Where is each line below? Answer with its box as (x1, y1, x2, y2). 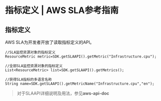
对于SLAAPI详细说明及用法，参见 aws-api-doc (16, 90, 110, 96)
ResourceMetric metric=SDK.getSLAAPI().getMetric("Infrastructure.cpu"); (5, 54, 157, 59)
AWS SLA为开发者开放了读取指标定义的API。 (5, 40, 94, 45)
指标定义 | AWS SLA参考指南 (5, 5, 119, 16)
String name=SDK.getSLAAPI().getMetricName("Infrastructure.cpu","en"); (5, 81, 155, 86)
